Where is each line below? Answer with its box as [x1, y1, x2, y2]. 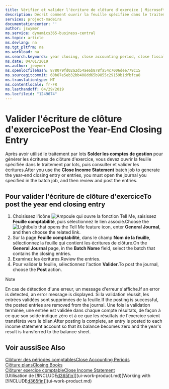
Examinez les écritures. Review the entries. [12, 256, 101, 262]
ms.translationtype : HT [5, 77, 55, 82]
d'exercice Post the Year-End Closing [5, 123, 162, 135]
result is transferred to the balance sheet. [5, 329, 91, 335]
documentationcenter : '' [5, 21, 57, 27]
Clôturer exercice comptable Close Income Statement [5, 367, 115, 373]
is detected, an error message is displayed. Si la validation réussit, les [5, 292, 149, 298]
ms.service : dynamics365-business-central [5, 31, 96, 36]
